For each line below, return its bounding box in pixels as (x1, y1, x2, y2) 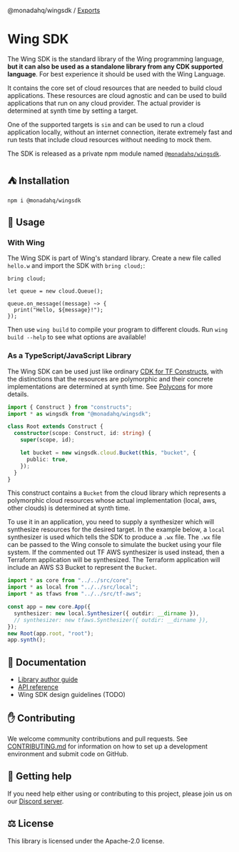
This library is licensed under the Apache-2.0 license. (7, 836, 165, 845)
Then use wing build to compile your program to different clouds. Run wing (7, 325, 228, 334)
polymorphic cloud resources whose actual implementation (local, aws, (7, 496, 218, 505)
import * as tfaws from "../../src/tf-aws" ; (7, 591, 142, 598)
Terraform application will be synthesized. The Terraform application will (7, 556, 220, 564)
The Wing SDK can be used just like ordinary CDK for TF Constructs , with (7, 367, 223, 376)
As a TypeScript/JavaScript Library (7, 351, 132, 361)
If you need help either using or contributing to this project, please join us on (7, 789, 233, 798)
